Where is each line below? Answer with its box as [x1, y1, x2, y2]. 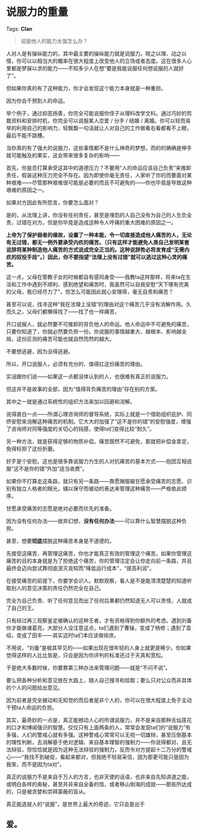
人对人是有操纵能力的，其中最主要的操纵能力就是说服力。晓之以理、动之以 [6, 50, 187, 57]
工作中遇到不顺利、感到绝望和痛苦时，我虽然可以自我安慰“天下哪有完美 [16, 281, 190, 288]
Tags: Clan [6, 25, 32, 32]
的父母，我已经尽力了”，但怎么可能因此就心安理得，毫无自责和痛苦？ [6, 288, 174, 295]
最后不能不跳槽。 [6, 132, 48, 139]
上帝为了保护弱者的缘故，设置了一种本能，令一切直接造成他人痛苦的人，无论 [6, 231, 192, 238]
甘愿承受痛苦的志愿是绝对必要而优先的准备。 [6, 505, 115, 512]
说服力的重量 [6, 5, 69, 19]
